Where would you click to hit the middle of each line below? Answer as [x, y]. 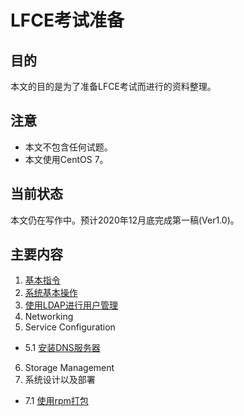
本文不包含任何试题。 [68, 147]
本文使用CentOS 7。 [66, 159]
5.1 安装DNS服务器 [62, 348]
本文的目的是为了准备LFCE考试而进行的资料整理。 [113, 86]
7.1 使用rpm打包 [56, 401]
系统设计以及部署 [60, 380]
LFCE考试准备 [67, 20]
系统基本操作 [51, 293]
